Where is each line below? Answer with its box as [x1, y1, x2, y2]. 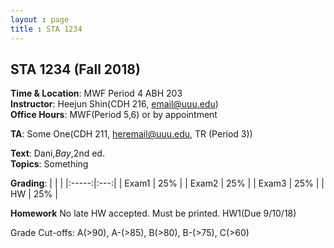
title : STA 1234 [10, 24, 83, 34]
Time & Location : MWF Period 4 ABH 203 [10, 87, 183, 100]
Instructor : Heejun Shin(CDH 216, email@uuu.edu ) [10, 98, 219, 110]
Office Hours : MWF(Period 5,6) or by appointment [10, 109, 218, 121]
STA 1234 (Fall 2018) [10, 61, 141, 78]
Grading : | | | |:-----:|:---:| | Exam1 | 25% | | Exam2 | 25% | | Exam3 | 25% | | [10, 177, 325, 190]
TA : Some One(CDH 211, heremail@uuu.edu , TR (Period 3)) [10, 128, 253, 140]
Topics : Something [10, 158, 89, 170]
